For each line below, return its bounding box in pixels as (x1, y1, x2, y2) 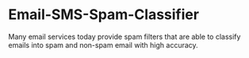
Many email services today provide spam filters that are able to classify (8, 32, 241, 41)
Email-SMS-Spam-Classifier (8, 6, 200, 24)
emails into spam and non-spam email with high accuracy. (8, 40, 198, 49)
